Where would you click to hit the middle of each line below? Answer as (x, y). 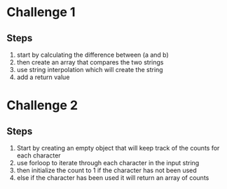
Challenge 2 (42, 105)
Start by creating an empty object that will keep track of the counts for (118, 148)
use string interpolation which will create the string (90, 70)
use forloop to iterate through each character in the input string (108, 163)
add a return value (43, 77)
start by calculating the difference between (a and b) (92, 55)
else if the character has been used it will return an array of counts (113, 178)
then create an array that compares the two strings (90, 62)
